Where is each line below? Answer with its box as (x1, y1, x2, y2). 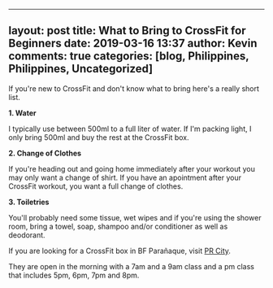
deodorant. (8, 229, 46, 240)
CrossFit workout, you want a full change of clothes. (8, 181, 184, 191)
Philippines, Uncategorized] (8, 62, 153, 76)
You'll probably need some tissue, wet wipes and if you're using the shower (8, 212, 262, 222)
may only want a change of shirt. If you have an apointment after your (8, 172, 242, 182)
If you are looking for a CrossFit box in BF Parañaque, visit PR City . (8, 246, 232, 255)
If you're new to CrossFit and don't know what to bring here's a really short (8, 83, 260, 94)
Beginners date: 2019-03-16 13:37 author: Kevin (8, 37, 258, 50)
